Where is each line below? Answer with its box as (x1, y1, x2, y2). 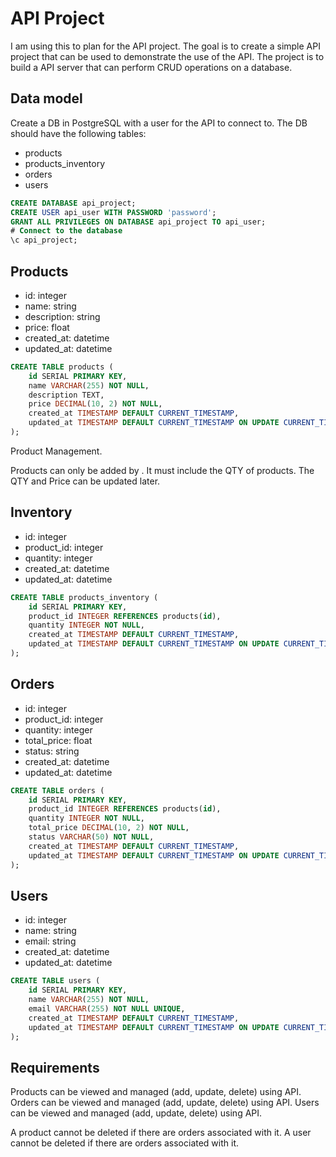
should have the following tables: (10, 127, 147, 139)
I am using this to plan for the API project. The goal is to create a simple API (10, 40, 321, 52)
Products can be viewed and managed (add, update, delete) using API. (10, 1086, 302, 1098)
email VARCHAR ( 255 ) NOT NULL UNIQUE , (28, 1004, 186, 1014)
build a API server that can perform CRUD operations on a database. (10, 61, 293, 73)
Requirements (10, 1059, 100, 1076)
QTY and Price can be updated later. (10, 475, 161, 487)
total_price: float (24, 734, 93, 746)
